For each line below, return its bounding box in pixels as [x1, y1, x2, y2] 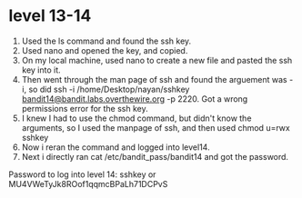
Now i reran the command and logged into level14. [21, 142, 210, 153]
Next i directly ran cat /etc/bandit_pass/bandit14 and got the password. [21, 151, 288, 162]
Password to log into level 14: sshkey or [8, 169, 156, 180]
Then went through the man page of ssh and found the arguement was [21, 74, 287, 84]
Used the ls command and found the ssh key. [21, 35, 192, 46]
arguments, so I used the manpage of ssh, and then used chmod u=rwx [21, 122, 290, 133]
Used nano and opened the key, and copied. [21, 45, 188, 55]
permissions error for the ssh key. [21, 103, 149, 114]
